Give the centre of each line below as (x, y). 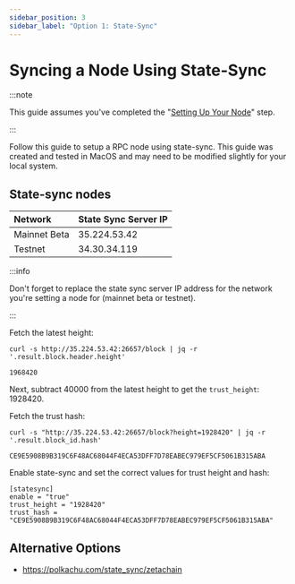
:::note (21, 95)
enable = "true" (39, 497)
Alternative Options (65, 548)
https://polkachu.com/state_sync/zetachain (102, 570)
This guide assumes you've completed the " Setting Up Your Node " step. (142, 112)
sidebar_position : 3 (48, 17)
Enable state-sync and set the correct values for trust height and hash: (139, 473)
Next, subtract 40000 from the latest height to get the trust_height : (135, 390)
